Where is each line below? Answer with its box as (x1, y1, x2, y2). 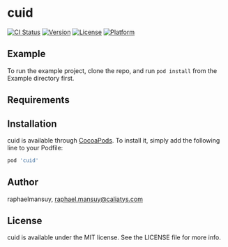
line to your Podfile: (7, 143, 63, 152)
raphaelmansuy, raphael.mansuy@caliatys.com (7, 195, 144, 203)
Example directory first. (7, 74, 75, 82)
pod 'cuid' (7, 157, 39, 164)
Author (7, 176, 38, 189)
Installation (7, 118, 57, 129)
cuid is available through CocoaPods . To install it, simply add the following (7, 136, 220, 144)
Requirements (7, 94, 70, 106)
